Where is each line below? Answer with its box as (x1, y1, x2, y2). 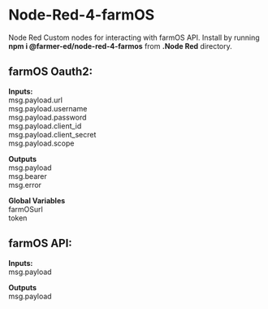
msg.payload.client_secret (8, 129, 97, 139)
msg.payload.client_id (8, 120, 82, 131)
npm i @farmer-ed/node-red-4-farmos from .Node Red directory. (8, 41, 233, 50)
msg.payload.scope (8, 138, 75, 148)
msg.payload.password (8, 112, 87, 122)
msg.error (8, 180, 42, 189)
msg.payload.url (8, 95, 63, 105)
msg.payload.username (8, 103, 88, 113)
